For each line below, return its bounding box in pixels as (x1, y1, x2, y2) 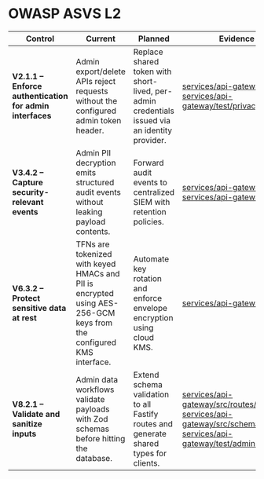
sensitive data (12, 302, 67, 313)
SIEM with (133, 196, 170, 207)
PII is (75, 278, 94, 289)
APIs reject (75, 75, 116, 86)
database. (75, 452, 112, 463)
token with (133, 66, 172, 77)
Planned (137, 33, 170, 44)
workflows (75, 384, 115, 395)
